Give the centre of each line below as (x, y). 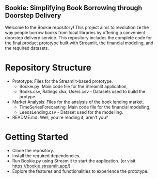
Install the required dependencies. (46, 156)
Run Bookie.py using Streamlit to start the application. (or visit (74, 161)
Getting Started (37, 137)
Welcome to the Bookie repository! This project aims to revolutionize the (77, 27)
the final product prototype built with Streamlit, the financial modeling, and (79, 43)
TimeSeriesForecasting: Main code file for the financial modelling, (85, 107)
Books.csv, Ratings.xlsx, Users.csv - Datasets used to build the (82, 91)
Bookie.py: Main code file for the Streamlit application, (73, 86)
